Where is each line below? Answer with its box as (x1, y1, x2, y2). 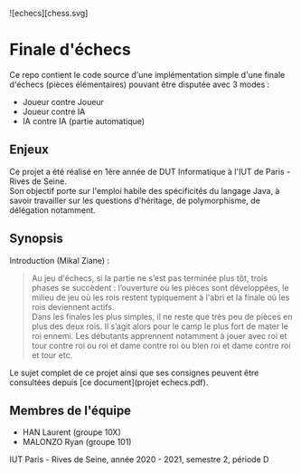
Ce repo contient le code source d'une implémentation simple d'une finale (9, 69, 286, 80)
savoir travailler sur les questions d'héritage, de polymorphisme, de (9, 195, 260, 206)
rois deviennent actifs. (31, 301, 115, 312)
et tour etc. (31, 349, 73, 361)
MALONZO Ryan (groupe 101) (22, 437, 132, 448)
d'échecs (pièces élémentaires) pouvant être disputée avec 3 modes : (9, 79, 270, 90)
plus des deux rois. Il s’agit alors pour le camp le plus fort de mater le (31, 321, 289, 332)
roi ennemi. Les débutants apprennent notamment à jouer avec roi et (31, 330, 287, 341)
